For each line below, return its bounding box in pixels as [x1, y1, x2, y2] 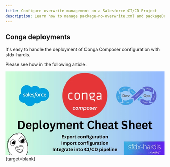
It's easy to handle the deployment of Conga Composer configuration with [5, 46, 160, 53]
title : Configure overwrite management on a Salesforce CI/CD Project [5, 8, 157, 13]
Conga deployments [5, 33, 71, 41]
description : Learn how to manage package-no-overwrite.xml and [5, 13, 144, 19]
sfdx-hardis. [5, 52, 31, 58]
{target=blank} [5, 156, 36, 162]
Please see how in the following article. [5, 61, 87, 68]
